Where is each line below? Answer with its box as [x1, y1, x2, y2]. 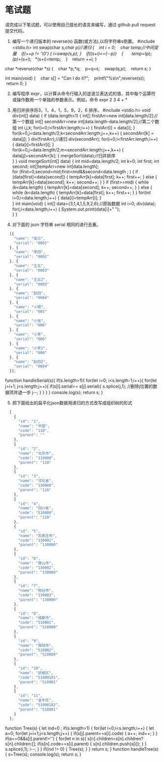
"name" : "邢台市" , [18, 588, 54, 593]
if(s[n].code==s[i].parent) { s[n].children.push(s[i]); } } [37, 741, 147, 747]
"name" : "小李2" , [14, 345, 48, 351]
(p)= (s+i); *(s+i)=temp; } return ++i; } [12, 56, 97, 62]
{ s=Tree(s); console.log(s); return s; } [5, 751, 82, 757]
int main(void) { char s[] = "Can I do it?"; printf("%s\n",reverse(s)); [5, 75, 145, 81]
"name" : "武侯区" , [18, 670, 54, 675]
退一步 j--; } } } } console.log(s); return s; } [18, 390, 103, 396]
